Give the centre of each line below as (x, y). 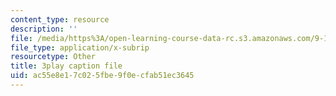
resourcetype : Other (53, 57)
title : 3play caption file (66, 66)
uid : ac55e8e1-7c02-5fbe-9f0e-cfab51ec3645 (102, 76)
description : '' (44, 29)
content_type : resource (60, 19)
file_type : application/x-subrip (80, 47)
